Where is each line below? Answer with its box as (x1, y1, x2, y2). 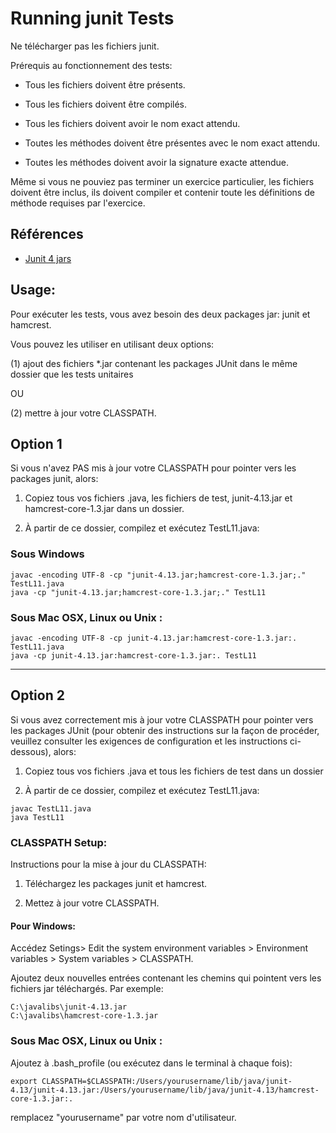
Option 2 (10, 687, 65, 704)
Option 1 (10, 435, 63, 452)
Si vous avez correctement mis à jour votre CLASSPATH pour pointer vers (10, 713, 314, 726)
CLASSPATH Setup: (10, 835, 108, 849)
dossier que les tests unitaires (10, 368, 134, 380)
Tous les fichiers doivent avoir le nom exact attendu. (24, 117, 241, 129)
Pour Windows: (10, 920, 76, 932)
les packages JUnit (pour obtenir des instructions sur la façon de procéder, (10, 724, 320, 736)
